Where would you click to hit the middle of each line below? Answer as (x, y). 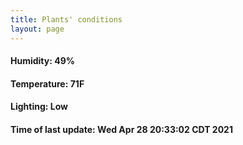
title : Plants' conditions (66, 19)
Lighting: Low (39, 107)
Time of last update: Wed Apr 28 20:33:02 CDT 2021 (121, 129)
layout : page (37, 29)
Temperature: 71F (47, 83)
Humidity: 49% (42, 61)
